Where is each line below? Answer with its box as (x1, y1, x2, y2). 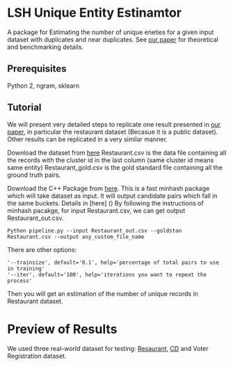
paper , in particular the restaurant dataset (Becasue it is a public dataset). (7, 127, 218, 136)
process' (7, 277, 33, 284)
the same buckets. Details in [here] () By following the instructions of (7, 198, 204, 207)
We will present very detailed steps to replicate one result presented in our (7, 120, 221, 128)
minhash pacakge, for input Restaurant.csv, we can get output (7, 206, 186, 214)
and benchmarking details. (7, 42, 83, 51)
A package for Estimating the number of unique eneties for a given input (7, 28, 214, 36)
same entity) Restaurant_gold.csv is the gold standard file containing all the (7, 163, 223, 171)
